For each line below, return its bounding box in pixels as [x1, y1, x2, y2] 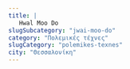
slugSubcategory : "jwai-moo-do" [8, 26, 116, 34]
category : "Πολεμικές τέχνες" [8, 33, 109, 42]
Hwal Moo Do [18, 19, 59, 27]
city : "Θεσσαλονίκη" [8, 48, 77, 56]
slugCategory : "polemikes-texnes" [8, 41, 124, 49]
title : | [8, 11, 37, 20]
